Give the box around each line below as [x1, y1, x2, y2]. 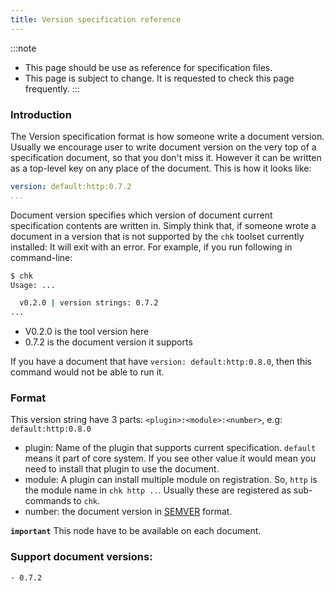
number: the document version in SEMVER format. [24, 506, 233, 518]
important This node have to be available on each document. [10, 525, 262, 537]
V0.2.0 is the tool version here [24, 326, 150, 338]
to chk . [73, 495, 101, 507]
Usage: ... [10, 280, 56, 290]
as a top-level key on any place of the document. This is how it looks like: [10, 162, 312, 174]
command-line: [10, 251, 73, 263]
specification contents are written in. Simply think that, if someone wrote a [10, 219, 317, 231]
